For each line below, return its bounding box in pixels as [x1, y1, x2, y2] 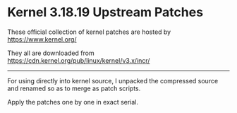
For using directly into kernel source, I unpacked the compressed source [7, 76, 219, 85]
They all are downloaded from [7, 49, 95, 57]
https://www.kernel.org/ [7, 35, 77, 43]
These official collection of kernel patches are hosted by [7, 28, 171, 36]
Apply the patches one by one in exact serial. [7, 97, 139, 106]
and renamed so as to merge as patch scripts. [7, 84, 141, 93]
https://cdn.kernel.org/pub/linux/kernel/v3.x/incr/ [7, 56, 150, 64]
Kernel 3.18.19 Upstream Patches [7, 4, 203, 20]
